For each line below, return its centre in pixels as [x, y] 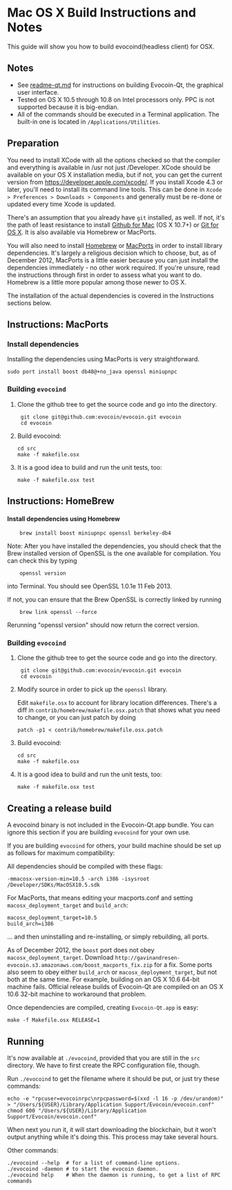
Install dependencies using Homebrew [64, 519]
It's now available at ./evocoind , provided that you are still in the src [104, 1058]
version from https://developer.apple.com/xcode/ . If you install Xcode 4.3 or [115, 182]
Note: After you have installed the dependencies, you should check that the [114, 546]
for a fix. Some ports [183, 965]
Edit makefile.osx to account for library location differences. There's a [117, 703]
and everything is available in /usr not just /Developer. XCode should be [109, 167]
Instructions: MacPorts [58, 324]
